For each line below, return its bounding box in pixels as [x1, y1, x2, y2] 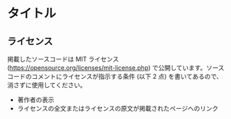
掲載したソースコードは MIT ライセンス [7, 55, 120, 63]
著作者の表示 [17, 95, 54, 104]
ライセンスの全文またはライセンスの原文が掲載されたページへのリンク [17, 104, 218, 112]
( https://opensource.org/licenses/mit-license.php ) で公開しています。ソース [7, 64, 225, 72]
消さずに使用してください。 [7, 81, 87, 89]
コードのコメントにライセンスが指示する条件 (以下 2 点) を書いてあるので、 [7, 73, 223, 80]
